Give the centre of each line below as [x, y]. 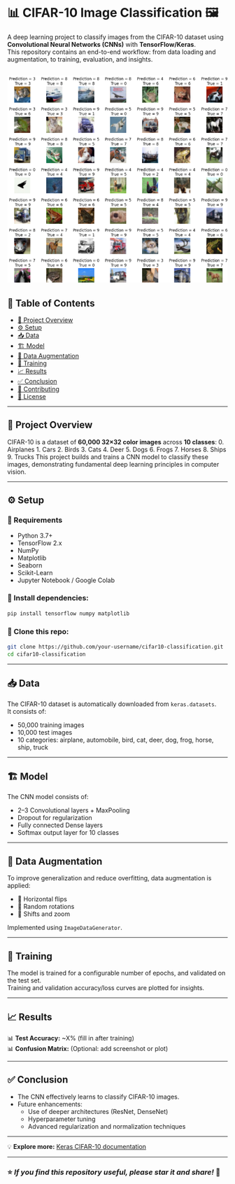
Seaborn [30, 565]
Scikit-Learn [35, 572]
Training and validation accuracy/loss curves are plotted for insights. [106, 988]
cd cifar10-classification [47, 654]
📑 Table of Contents [51, 303]
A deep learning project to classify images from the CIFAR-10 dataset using [115, 37]
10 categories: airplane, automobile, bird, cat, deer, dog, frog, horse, [115, 740]
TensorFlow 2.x [40, 543]
